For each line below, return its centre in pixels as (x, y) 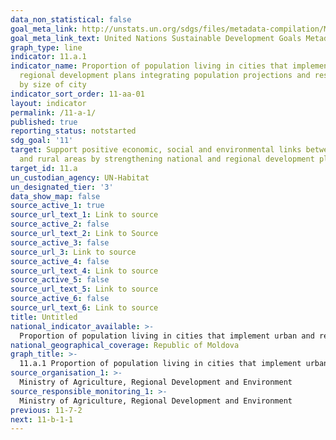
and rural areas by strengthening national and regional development (167, 159)
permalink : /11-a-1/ (53, 112)
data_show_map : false (55, 196)
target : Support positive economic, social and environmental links (156, 150)
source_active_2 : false (60, 224)
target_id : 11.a (44, 168)
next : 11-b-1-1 (42, 419)
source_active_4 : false (60, 261)
